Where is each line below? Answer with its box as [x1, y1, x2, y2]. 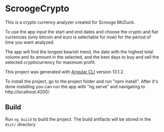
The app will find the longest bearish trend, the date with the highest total [5, 49, 154, 55]
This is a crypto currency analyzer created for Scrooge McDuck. [5, 19, 136, 25]
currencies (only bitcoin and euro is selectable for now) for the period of [5, 34, 151, 40]
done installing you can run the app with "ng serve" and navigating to [5, 83, 145, 89]
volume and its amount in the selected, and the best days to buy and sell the [5, 54, 160, 60]
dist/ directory [5, 121, 36, 127]
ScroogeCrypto [5, 3, 70, 14]
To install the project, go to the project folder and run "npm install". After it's [5, 78, 159, 84]
